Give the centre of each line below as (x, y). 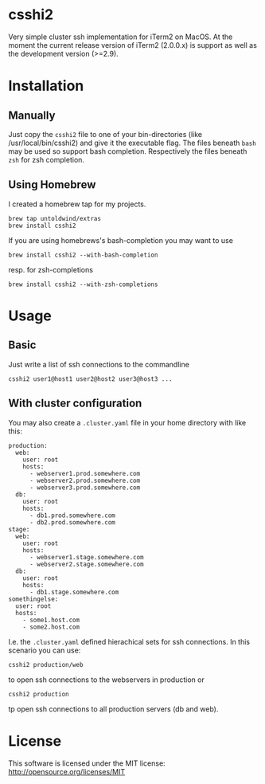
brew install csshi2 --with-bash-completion (83, 255)
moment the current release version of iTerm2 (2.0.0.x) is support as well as (132, 45)
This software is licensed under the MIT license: (87, 763)
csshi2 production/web (46, 664)
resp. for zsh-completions (51, 269)
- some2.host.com (51, 627)
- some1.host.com (51, 620)
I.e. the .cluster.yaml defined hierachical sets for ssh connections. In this (129, 641)
